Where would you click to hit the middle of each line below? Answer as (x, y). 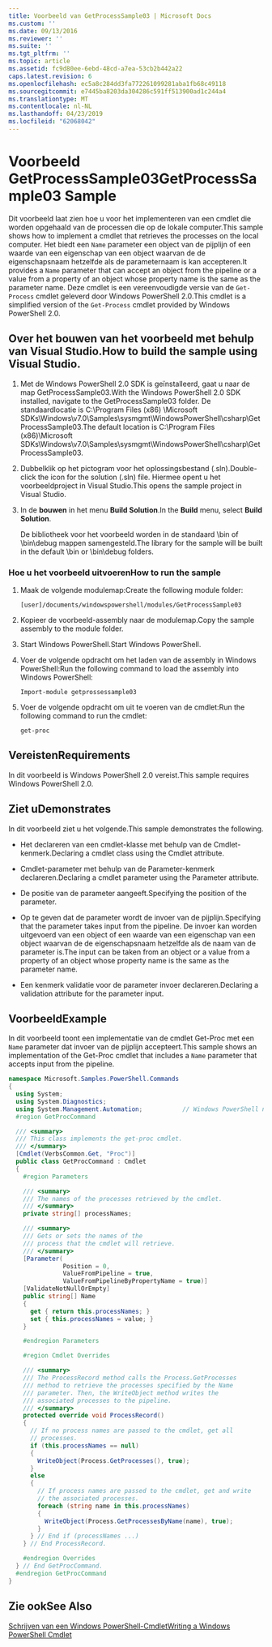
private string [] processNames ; (77, 1214)
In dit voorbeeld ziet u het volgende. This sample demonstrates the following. (136, 829)
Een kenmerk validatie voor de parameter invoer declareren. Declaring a (139, 984)
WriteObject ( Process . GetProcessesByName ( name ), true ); (138, 1521)
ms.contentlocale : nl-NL (50, 106)
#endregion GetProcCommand (61, 1573)
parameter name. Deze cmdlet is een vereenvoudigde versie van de (121, 287)
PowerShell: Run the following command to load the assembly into (129, 668)
